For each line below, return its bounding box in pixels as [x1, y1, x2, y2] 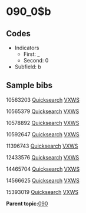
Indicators [14, 44, 39, 51]
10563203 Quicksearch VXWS [6, 96, 80, 103]
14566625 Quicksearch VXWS [6, 177, 80, 184]
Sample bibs [6, 80, 53, 90]
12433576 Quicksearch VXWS [6, 154, 80, 161]
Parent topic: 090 [6, 200, 48, 207]
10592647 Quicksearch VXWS [6, 130, 80, 138]
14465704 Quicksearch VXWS [6, 165, 80, 173]
